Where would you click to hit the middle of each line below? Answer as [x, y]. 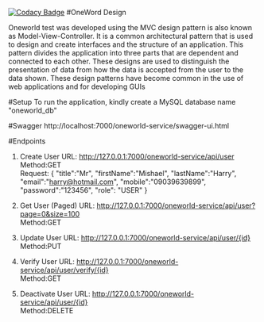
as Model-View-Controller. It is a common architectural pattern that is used [130, 36]
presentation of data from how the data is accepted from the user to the [126, 70]
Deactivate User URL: [55, 294]
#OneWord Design [97, 12]
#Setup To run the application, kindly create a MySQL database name [122, 102]
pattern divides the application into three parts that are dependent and [123, 53]
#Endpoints [27, 141]
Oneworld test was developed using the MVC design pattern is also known [130, 27]
